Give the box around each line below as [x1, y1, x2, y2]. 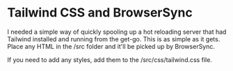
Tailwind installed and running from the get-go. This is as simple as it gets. [7, 34, 220, 43]
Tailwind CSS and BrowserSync [7, 5, 193, 21]
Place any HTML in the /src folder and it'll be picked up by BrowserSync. [7, 42, 216, 50]
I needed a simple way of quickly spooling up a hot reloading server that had [7, 28, 227, 36]
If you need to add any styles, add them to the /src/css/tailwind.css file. [7, 55, 212, 63]
